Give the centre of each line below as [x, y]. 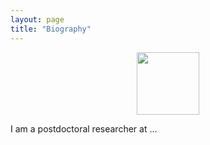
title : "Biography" [51, 29]
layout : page [37, 19]
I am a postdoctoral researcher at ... [84, 128]
